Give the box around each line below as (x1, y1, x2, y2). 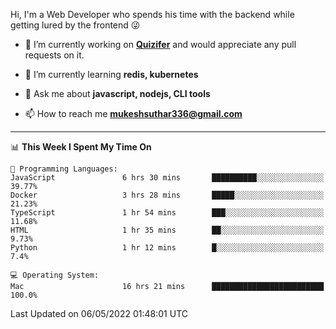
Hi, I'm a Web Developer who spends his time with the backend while (10, 9, 295, 20)
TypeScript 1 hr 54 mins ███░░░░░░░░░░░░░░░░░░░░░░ (10, 208, 325, 218)
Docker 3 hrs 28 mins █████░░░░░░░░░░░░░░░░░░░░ (10, 190, 325, 200)
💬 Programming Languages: (10, 164, 118, 174)
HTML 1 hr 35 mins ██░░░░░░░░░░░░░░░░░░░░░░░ (10, 225, 325, 235)
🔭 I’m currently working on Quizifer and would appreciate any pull (24, 39, 297, 50)
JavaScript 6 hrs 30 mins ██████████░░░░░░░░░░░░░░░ (10, 173, 325, 183)
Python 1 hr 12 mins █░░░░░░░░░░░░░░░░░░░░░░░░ (10, 243, 325, 253)
